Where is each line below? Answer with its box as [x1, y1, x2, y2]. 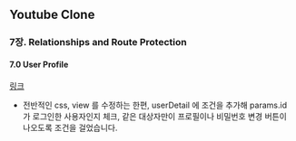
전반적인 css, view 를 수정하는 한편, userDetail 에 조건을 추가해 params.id [22, 99, 288, 110]
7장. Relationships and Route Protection [9, 36, 188, 49]
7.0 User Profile [9, 59, 69, 70]
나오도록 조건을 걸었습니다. [22, 122, 118, 133]
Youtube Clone [9, 7, 95, 23]
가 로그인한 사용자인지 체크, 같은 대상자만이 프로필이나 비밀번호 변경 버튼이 [22, 110, 288, 121]
